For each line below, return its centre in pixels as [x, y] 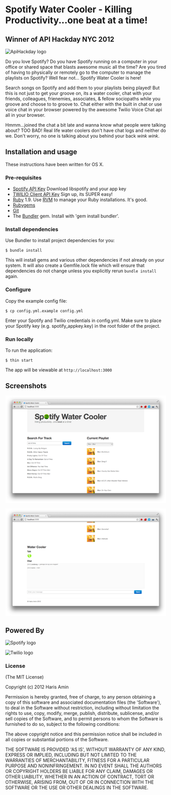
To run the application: [29, 350]
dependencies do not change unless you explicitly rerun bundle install [81, 271]
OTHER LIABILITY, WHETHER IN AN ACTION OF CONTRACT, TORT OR [80, 777]
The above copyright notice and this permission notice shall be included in [83, 734]
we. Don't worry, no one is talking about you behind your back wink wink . [82, 136]
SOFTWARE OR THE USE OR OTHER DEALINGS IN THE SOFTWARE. [77, 788]
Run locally [19, 339]
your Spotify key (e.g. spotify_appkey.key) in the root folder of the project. [83, 326]
